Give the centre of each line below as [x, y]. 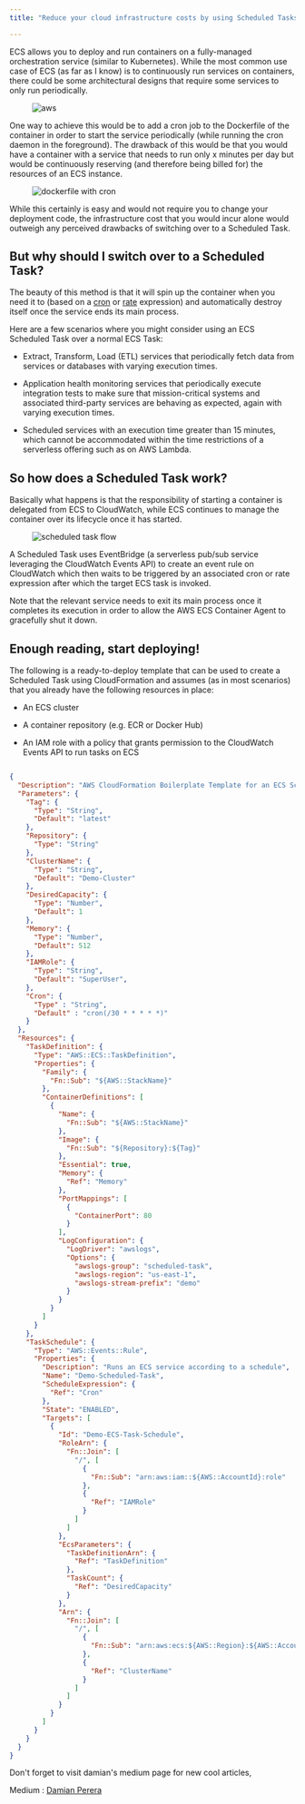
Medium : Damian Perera [56, 1790]
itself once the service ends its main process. [94, 312]
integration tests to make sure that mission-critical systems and [141, 393]
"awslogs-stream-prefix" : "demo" [138, 1283]
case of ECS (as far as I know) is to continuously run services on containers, [152, 71]
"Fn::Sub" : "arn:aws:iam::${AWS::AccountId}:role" [188, 1477]
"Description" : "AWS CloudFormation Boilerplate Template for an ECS [152, 785]
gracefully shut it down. [54, 620]
